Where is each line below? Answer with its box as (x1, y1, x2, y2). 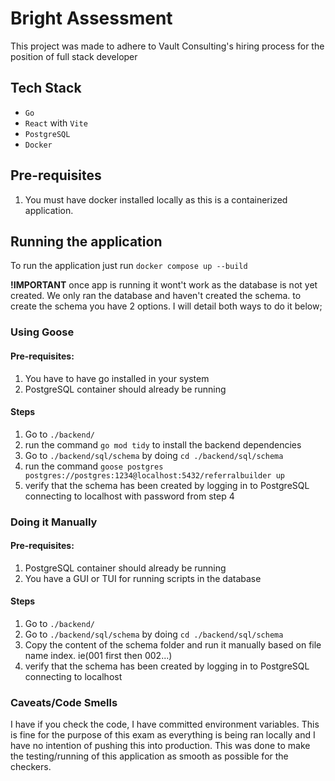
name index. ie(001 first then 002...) (24, 650, 173, 662)
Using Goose (10, 325, 75, 339)
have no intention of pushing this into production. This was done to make (10, 740, 311, 752)
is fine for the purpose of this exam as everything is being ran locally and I (10, 729, 316, 741)
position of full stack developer (10, 50, 138, 62)
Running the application (10, 233, 163, 250)
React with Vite (24, 117, 88, 129)
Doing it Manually (10, 515, 98, 529)
